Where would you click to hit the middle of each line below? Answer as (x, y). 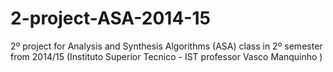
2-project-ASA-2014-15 (110, 18)
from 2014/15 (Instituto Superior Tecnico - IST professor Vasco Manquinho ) (166, 56)
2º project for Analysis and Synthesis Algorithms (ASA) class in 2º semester (166, 46)
